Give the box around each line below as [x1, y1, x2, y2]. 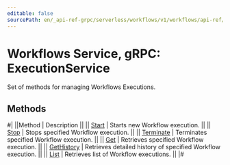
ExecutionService [7, 60, 111, 76]
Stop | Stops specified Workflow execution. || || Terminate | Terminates [7, 128, 207, 137]
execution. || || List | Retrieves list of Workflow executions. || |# [7, 150, 185, 158]
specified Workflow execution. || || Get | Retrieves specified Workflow [7, 136, 204, 144]
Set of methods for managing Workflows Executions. [7, 83, 156, 91]
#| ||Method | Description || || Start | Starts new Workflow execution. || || [7, 121, 211, 129]
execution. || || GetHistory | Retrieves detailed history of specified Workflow [7, 143, 221, 151]
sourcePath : [7, 16, 41, 23]
